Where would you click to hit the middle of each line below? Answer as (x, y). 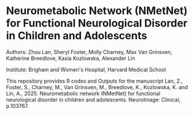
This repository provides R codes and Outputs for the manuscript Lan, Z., (95, 81)
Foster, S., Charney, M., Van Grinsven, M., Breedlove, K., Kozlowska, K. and (97, 87)
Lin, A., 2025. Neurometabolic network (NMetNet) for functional (83, 93)
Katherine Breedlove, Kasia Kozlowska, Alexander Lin (71, 58)
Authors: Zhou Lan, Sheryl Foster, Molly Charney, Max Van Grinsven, (89, 52)
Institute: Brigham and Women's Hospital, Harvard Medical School (86, 69)
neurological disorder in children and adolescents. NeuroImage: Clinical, (93, 99)
